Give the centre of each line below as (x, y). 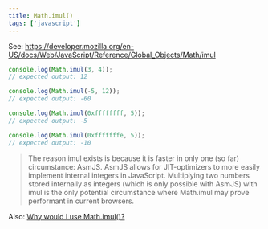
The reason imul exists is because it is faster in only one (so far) (133, 158)
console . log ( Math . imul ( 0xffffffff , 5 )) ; (77, 113)
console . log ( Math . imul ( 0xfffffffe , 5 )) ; (77, 135)
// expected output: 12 (48, 77)
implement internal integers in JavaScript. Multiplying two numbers (139, 175)
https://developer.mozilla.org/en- (80, 46)
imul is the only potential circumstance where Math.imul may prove (138, 192)
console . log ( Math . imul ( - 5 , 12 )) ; (64, 92)
